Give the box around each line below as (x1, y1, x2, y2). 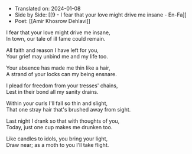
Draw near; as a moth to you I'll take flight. (6, 142, 109, 148)
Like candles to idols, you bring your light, (6, 135, 108, 142)
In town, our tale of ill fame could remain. (6, 35, 106, 42)
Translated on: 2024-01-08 (14, 5, 81, 12)
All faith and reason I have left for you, (6, 47, 99, 54)
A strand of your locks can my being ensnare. (6, 71, 117, 77)
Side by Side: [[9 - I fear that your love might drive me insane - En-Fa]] (14, 11, 187, 18)
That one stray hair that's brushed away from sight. (6, 106, 131, 113)
